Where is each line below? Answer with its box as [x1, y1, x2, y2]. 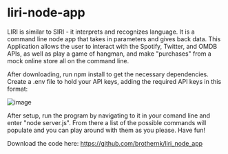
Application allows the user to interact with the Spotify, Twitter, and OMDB [7, 42, 218, 50]
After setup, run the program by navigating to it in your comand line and [7, 111, 211, 120]
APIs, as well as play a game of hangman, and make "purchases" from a [7, 49, 211, 58]
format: [7, 85, 28, 93]
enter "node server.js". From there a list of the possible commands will [7, 118, 207, 126]
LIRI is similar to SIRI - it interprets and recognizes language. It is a [7, 27, 195, 36]
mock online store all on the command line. [7, 56, 129, 65]
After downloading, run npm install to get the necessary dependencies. [7, 70, 209, 78]
